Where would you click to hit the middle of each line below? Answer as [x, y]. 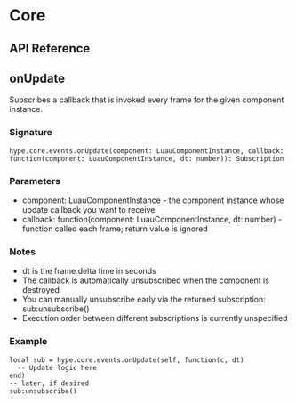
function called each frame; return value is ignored [115, 229]
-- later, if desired [49, 383]
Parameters [35, 181]
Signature [31, 133]
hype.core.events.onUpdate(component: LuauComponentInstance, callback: [147, 151]
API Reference [50, 48]
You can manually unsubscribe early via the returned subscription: [144, 300]
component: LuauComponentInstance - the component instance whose [153, 200]
